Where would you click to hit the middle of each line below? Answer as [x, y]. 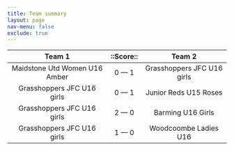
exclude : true [28, 33]
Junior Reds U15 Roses [184, 93]
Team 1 [57, 56]
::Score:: [124, 56]
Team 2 [184, 56]
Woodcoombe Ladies [184, 128]
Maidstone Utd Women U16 [57, 68]
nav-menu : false [31, 26]
